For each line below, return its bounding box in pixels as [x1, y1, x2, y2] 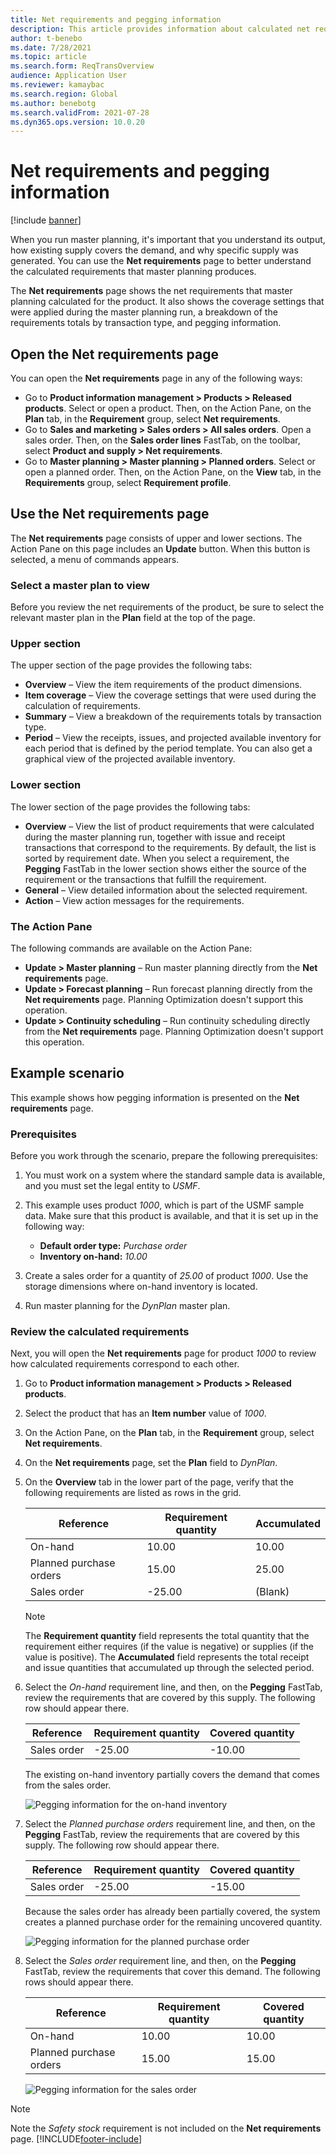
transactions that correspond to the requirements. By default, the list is [24, 841, 317, 853]
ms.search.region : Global [10, 89, 118, 99]
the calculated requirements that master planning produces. [10, 266, 257, 278]
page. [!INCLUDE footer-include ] [10, 2133, 143, 2145]
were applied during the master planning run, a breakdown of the [10, 306, 278, 318]
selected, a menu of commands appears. [10, 553, 180, 565]
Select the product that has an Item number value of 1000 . [24, 1407, 267, 1420]
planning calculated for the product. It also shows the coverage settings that [10, 296, 325, 308]
